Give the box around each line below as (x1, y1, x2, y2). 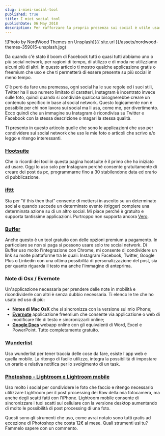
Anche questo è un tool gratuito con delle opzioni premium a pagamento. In (5, 237, 158, 243)
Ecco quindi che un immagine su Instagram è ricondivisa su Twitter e (5, 110, 144, 116)
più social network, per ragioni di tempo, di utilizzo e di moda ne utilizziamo (5, 59, 158, 65)
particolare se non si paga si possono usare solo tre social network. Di (5, 242, 147, 248)
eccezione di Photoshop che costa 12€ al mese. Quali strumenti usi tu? (5, 420, 148, 426)
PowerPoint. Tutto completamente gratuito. (12, 327, 100, 333)
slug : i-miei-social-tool (5, 7, 58, 12)
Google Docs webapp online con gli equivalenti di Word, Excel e (12, 322, 142, 328)
